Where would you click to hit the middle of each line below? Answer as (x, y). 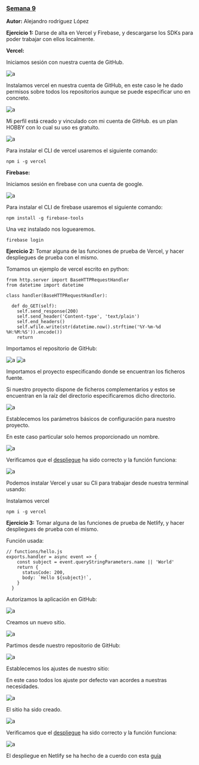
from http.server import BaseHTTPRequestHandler (68, 280)
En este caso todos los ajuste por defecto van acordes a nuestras (86, 680)
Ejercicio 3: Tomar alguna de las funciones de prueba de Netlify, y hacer (95, 523)
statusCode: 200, (43, 573)
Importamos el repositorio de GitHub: (52, 349)
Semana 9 (21, 8)
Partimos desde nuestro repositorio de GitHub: (63, 646)
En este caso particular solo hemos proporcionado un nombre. (83, 437)
